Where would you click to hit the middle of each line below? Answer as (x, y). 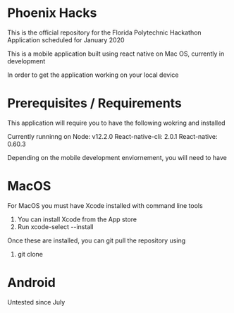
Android (32, 283)
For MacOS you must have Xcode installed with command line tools (105, 205)
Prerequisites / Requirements (94, 103)
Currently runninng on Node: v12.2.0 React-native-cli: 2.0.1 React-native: (112, 136)
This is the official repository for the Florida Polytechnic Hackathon (105, 32)
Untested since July (36, 302)
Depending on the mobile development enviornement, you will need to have (117, 157)
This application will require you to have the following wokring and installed (116, 123)
